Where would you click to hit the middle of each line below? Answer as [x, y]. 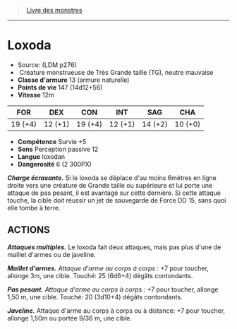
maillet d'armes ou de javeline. [52, 254]
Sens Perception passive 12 [58, 149]
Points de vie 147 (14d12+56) [60, 87]
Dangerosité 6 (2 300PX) [54, 164]
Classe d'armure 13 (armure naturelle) [73, 80]
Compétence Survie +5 [52, 141]
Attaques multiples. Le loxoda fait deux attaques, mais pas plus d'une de [114, 247]
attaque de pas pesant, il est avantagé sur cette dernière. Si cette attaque [114, 193]
